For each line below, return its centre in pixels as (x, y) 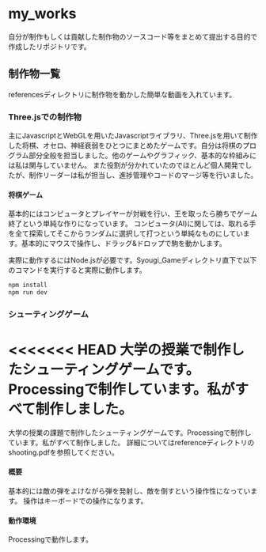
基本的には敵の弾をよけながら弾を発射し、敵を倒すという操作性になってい (129, 491)
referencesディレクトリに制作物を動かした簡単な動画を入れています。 (122, 94)
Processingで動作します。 (51, 539)
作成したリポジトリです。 (49, 46)
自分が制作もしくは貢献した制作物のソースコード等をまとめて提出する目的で (133, 36)
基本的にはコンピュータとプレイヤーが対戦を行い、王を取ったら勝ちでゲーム (133, 214)
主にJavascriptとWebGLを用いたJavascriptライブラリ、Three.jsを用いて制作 (133, 136)
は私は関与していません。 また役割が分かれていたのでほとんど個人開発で (127, 165)
